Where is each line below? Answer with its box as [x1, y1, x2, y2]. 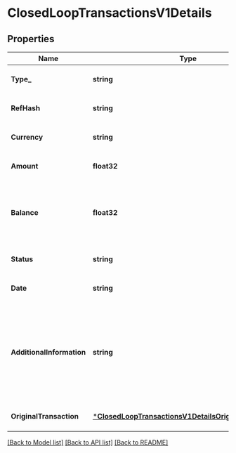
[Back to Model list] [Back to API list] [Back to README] [7, 438, 169, 447]
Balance [11, 208, 39, 217]
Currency [11, 132, 44, 142]
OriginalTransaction [11, 412, 79, 421]
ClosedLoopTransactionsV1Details [7, 5, 212, 21]
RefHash [11, 103, 41, 113]
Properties [7, 33, 55, 45]
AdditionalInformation [11, 348, 86, 357]
